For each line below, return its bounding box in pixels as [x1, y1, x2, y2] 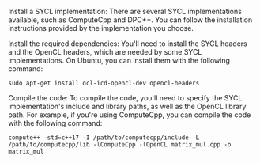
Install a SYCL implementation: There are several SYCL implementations [8, 7, 243, 16]
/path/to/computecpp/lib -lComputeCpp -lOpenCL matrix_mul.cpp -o [8, 141, 232, 149]
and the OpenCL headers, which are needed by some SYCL [8, 47, 202, 56]
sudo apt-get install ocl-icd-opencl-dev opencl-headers [8, 79, 200, 87]
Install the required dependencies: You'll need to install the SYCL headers [8, 39, 247, 48]
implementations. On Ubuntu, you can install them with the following [8, 55, 231, 65]
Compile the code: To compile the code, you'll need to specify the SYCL [8, 93, 243, 102]
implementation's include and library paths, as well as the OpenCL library [8, 102, 247, 111]
